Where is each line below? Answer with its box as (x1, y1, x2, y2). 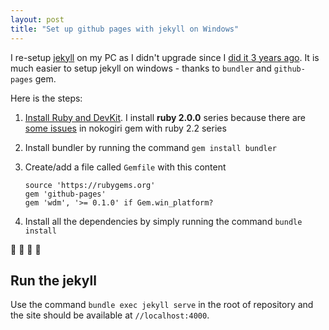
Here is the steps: (10, 92, 83, 104)
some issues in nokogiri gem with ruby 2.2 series (24, 122, 227, 134)
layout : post (10, 14, 65, 25)
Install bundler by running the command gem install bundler (24, 141, 277, 153)
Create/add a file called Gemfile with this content (24, 161, 227, 173)
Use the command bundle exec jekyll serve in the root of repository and (10, 299, 314, 311)
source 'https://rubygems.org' (24, 180, 156, 190)
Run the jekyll (10, 272, 97, 289)
